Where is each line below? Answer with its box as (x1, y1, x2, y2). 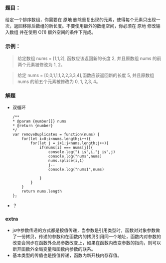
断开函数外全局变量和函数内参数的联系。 (12, 246, 96, 252)
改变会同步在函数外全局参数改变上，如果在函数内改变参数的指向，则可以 (12, 240, 161, 246)
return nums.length (21, 188, 62, 193)
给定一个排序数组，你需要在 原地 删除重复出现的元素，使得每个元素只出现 (5, 16, 156, 23)
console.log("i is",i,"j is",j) (48, 149, 116, 154)
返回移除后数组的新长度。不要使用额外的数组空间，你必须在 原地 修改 (13, 23, 156, 29)
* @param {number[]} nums (12, 118, 66, 123)
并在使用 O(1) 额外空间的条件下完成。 (19, 29, 96, 35)
